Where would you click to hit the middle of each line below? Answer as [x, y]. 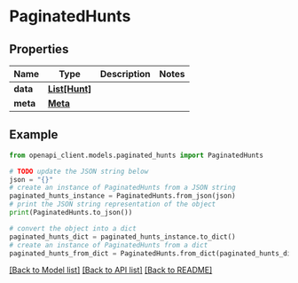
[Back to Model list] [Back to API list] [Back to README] [111, 270]
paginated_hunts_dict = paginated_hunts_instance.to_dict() [123, 237]
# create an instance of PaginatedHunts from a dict [109, 245]
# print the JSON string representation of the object [113, 204]
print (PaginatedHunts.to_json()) [71, 213]
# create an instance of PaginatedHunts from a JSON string [123, 188]
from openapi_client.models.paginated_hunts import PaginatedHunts [137, 155]
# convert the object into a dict [73, 228]
